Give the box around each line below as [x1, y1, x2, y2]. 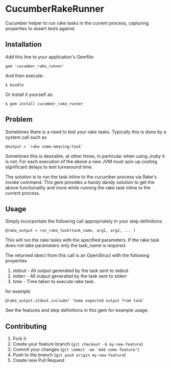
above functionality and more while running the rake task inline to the [5, 184, 151, 190]
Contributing [5, 322, 47, 331]
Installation [5, 40, 42, 49]
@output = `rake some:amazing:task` [5, 144, 83, 149]
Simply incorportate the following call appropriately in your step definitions [5, 218, 162, 225]
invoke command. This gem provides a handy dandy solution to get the [5, 179, 155, 185]
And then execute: [5, 72, 44, 79]
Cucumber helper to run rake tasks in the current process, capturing [5, 20, 149, 26]
